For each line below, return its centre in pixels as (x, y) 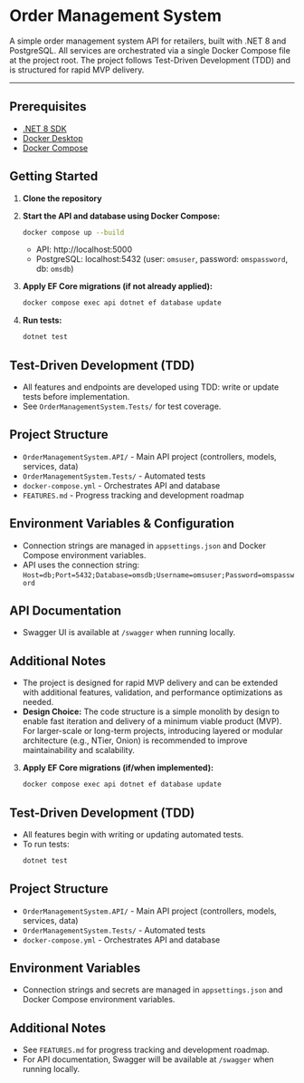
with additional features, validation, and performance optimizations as (152, 692)
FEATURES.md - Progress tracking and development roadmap (133, 495)
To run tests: (46, 844)
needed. (38, 702)
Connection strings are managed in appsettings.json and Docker (144, 546)
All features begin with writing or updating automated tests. (133, 834)
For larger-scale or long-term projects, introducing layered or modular (152, 731)
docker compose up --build (73, 232)
